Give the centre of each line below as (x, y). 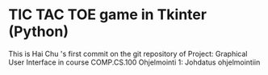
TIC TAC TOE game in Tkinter (108, 15)
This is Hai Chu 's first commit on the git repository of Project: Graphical (128, 53)
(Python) (38, 32)
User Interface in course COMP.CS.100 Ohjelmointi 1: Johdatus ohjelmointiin (134, 62)
